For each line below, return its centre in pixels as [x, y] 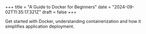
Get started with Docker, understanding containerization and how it [73, 21]
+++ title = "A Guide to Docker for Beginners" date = [58, 7]
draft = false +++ [59, 12]
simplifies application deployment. [40, 26]
